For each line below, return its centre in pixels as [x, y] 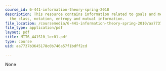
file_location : [21, 23]
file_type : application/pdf [34, 28]
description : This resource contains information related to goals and [80, 14]
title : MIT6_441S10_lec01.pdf [36, 37]
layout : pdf [17, 32]
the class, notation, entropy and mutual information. [67, 19]
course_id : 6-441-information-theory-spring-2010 [57, 10]
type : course [19, 42]
